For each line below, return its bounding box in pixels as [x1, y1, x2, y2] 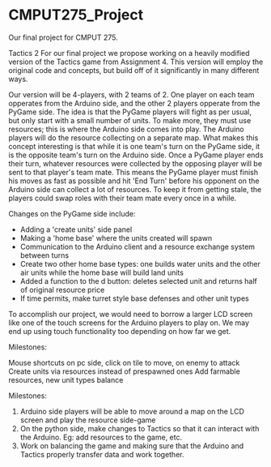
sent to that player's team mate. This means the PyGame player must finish [8, 167, 259, 177]
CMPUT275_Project [8, 6, 144, 24]
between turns [19, 250, 70, 260]
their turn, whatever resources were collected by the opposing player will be [8, 158, 263, 168]
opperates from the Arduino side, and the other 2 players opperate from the [8, 98, 260, 108]
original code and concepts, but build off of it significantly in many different [8, 65, 260, 75]
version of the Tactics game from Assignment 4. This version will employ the [8, 57, 264, 66]
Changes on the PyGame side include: [8, 208, 136, 218]
